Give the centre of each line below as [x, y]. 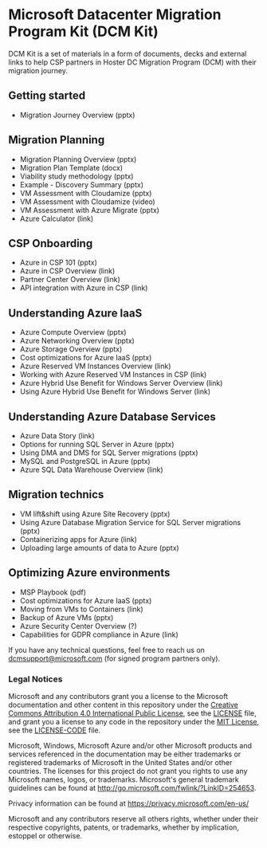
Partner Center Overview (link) [70, 280]
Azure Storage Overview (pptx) [71, 349]
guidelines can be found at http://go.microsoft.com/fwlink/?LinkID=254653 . [132, 787]
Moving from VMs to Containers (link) [81, 609]
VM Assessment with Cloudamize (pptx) [86, 193]
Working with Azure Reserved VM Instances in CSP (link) [113, 375]
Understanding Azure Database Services [112, 416]
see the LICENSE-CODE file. [55, 730]
